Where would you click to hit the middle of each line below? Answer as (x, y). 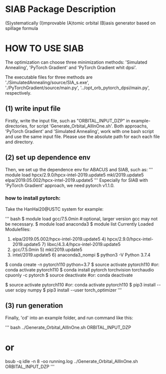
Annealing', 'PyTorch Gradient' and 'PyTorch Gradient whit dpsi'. (71, 67)
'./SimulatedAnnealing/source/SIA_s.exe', (47, 82)
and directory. (19, 142)
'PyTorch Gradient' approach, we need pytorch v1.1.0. (60, 185)
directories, (17, 126)
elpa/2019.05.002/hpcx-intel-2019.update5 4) (59, 239)
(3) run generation (34, 306)
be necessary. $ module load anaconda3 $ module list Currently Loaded (80, 224)
